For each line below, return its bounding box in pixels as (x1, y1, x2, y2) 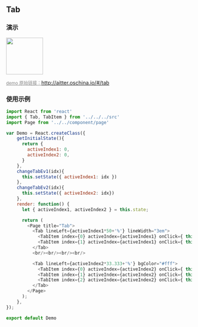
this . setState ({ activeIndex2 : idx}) (21, 191, 115, 196)
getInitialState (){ (16, 135, 65, 142)
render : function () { (16, 201, 70, 207)
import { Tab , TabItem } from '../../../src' (6, 114, 120, 120)
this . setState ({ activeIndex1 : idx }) (21, 173, 117, 180)
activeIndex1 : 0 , (27, 146, 70, 152)
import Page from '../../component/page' (6, 119, 110, 125)
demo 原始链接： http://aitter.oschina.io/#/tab (6, 79, 110, 86)
